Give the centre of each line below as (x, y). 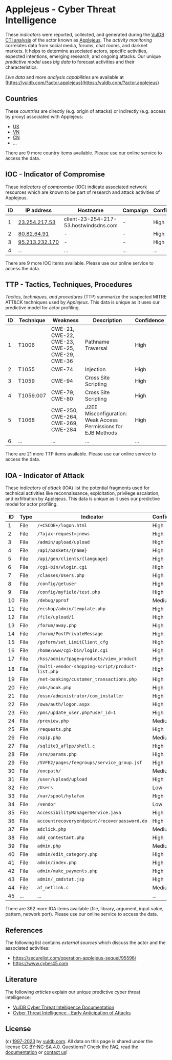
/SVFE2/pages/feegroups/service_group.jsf (90, 763)
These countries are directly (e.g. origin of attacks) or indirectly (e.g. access (86, 111)
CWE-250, (64, 410)
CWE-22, (63, 335)
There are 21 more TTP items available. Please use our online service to (81, 454)
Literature (21, 980)
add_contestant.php (61, 838)
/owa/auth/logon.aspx (63, 704)
